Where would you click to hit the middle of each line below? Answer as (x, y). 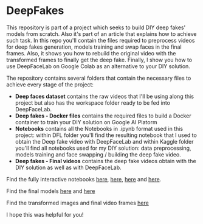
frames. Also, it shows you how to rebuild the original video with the (91, 53)
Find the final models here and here (51, 191)
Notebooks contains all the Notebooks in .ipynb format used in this (99, 128)
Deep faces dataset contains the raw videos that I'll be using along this (105, 96)
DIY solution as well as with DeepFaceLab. (68, 167)
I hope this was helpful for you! (45, 214)
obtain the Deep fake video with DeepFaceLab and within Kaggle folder (104, 141)
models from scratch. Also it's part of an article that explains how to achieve (101, 33)
